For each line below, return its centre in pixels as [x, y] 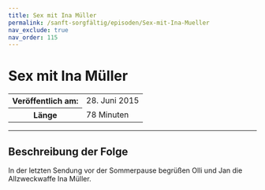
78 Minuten [108, 115]
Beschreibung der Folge [68, 151]
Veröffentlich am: [45, 101]
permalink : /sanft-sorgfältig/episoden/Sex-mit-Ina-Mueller [109, 23]
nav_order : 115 [33, 37]
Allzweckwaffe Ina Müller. [50, 179]
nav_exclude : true [38, 30]
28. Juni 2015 [113, 100]
